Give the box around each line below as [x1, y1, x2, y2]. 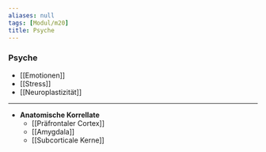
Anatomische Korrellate [19, 110, 101, 120]
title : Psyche [8, 26, 55, 34]
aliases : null [8, 11, 55, 20]
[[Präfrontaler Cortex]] [31, 118, 105, 127]
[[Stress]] [19, 78, 51, 88]
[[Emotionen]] [19, 70, 66, 80]
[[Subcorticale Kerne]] [31, 135, 104, 145]
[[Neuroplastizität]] [19, 87, 82, 97]
